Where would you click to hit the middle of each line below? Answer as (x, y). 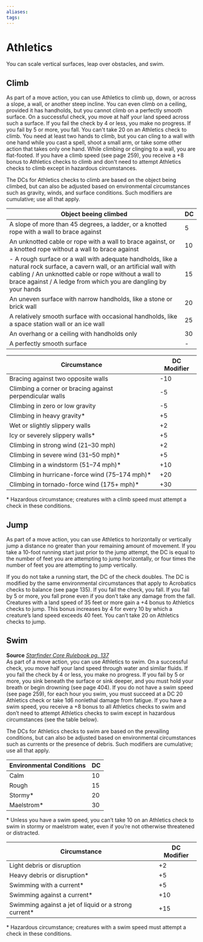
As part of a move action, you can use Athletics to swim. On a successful (97, 662)
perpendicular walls (37, 396)
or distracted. (23, 833)
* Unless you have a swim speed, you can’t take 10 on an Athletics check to (100, 820)
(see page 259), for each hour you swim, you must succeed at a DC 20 (95, 694)
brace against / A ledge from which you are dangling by (88, 282)
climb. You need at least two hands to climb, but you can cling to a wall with (101, 136)
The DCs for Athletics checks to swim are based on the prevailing (88, 731)
